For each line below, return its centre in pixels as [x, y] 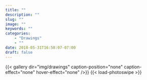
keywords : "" [19, 29]
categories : [18, 33]
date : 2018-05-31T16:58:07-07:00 [41, 48]
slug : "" [14, 19]
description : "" [22, 15]
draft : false [19, 52]
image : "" [16, 24]
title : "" [16, 10]
